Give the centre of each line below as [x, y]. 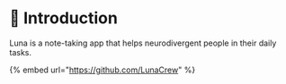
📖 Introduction [64, 18]
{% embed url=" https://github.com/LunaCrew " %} [103, 70]
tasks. [21, 52]
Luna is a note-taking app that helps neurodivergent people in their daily [143, 43]
